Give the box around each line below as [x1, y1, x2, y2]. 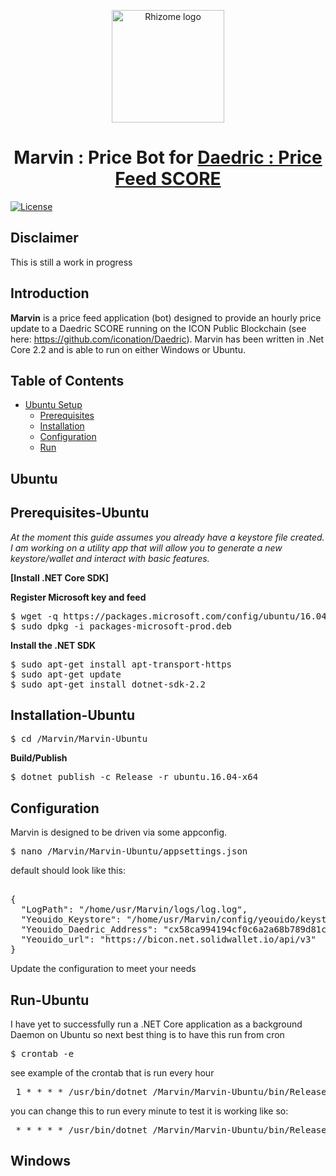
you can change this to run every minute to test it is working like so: [10, 1105, 289, 1117]
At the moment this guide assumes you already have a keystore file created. [10, 531, 325, 543]
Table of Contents [10, 372, 125, 389]
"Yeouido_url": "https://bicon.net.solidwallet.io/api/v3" [20, 934, 317, 945]
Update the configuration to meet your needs [10, 963, 197, 975]
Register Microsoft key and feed [10, 591, 147, 603]
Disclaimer [10, 230, 79, 247]
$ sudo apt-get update [10, 668, 122, 680]
